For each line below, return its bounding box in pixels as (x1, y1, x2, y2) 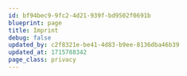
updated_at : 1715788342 (8, 48, 88, 56)
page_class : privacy (8, 56, 77, 64)
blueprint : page (8, 19, 62, 27)
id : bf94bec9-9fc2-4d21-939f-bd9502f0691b (8, 11, 151, 20)
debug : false (8, 33, 52, 42)
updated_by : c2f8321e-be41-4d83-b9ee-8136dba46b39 (8, 41, 180, 49)
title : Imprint (8, 26, 59, 34)
